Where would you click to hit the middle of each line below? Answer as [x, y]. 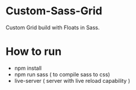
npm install [28, 68]
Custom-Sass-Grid [54, 11]
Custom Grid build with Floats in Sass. [53, 27]
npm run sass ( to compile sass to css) [62, 74]
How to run [34, 52]
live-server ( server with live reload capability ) [72, 80]
